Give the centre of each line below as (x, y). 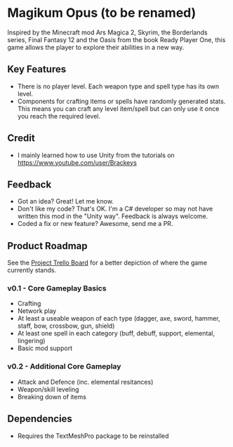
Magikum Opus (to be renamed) (102, 13)
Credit (21, 138)
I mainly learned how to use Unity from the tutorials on (96, 155)
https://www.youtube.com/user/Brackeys (77, 162)
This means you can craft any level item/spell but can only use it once (118, 108)
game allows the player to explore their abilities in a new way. (96, 47)
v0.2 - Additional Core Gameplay (64, 366)
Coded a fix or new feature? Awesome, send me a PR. (95, 224)
